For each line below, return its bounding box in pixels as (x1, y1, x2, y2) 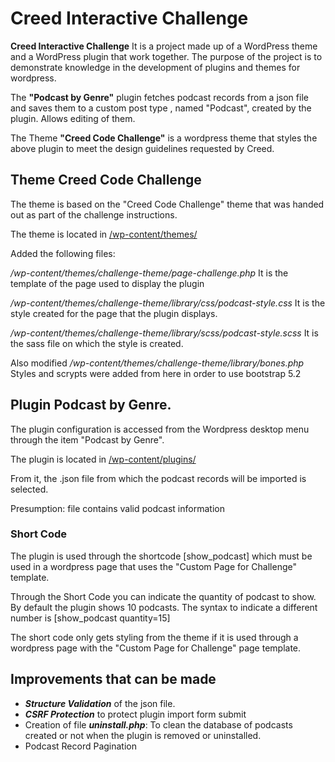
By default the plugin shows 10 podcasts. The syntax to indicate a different (10, 601, 318, 613)
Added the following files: (10, 247, 116, 259)
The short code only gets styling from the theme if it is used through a (10, 631, 299, 643)
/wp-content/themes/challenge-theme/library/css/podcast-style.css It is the (10, 297, 326, 309)
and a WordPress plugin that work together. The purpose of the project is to (10, 50, 323, 62)
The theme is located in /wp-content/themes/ (10, 228, 198, 240)
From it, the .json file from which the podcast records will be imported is (10, 472, 307, 484)
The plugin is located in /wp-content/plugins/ (10, 453, 197, 465)
